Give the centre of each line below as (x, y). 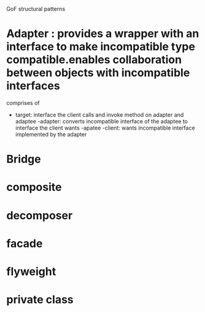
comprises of (23, 103)
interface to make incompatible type (101, 47)
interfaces (33, 86)
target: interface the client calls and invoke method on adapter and (99, 115)
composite (34, 187)
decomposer (40, 215)
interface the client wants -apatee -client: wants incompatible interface (105, 128)
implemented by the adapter (51, 134)
